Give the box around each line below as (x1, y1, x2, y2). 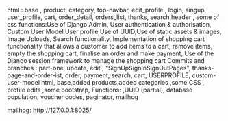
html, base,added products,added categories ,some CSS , (40, 79, 205, 86)
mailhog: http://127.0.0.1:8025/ (7, 106, 92, 114)
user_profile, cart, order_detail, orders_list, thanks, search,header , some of (7, 13, 220, 21)
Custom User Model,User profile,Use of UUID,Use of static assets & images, (7, 27, 222, 36)
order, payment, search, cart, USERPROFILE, (64, 71, 191, 79)
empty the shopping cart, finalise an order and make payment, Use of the (7, 49, 214, 57)
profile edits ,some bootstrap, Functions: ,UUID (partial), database (7, 85, 193, 94)
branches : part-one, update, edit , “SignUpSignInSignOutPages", (7, 64, 191, 72)
